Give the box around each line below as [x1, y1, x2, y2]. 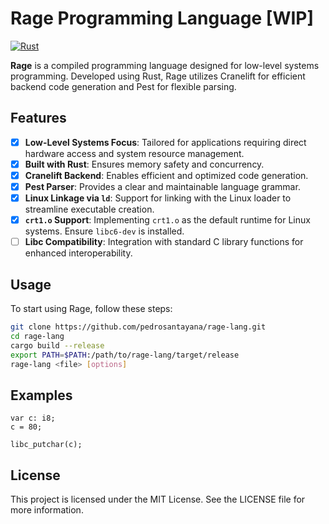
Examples [10, 387, 73, 404]
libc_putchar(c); [10, 440, 83, 450]
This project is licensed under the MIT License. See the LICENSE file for [10, 493, 306, 505]
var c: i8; [10, 413, 56, 424]
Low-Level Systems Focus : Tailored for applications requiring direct [24, 136, 307, 148]
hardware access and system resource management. [24, 147, 245, 159]
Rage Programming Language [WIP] [10, 7, 315, 30]
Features [10, 110, 67, 127]
